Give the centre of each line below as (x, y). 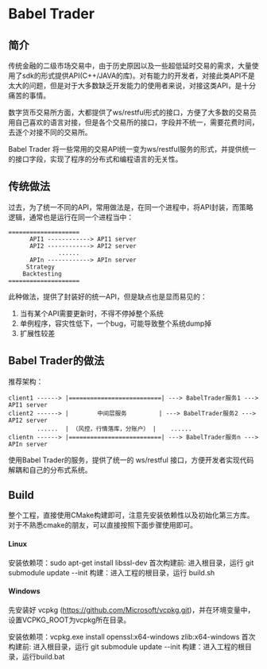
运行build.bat (43, 656)
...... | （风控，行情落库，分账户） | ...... (114, 429)
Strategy (41, 267)
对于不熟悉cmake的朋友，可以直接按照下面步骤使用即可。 (103, 525)
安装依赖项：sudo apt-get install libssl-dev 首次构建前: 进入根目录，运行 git (131, 563)
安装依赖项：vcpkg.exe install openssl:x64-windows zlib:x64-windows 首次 (132, 636)
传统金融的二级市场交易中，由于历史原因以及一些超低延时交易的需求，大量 (130, 66)
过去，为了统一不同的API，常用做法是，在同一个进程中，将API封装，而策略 (131, 207)
